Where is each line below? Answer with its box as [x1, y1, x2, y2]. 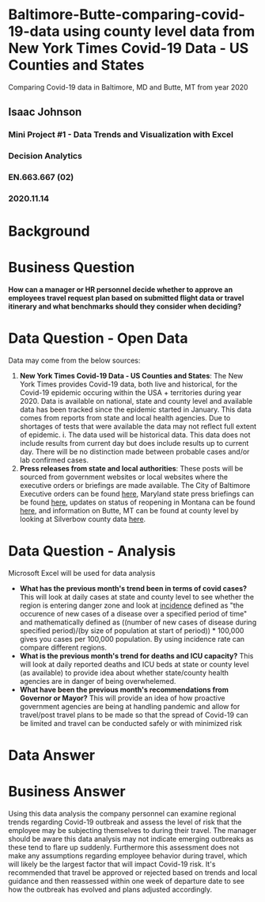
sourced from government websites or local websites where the [19, 472, 228, 482]
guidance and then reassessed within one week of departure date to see [8, 877, 245, 886]
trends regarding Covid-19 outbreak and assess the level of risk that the [8, 817, 243, 827]
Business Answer [8, 783, 126, 800]
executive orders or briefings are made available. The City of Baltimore [19, 481, 251, 490]
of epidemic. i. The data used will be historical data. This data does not [19, 430, 251, 439]
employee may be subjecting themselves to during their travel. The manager [8, 826, 257, 835]
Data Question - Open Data [8, 329, 188, 347]
